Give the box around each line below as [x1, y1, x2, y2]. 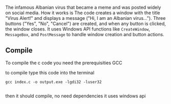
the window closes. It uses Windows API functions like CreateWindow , [5, 26, 150, 32]
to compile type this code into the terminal [5, 69, 95, 75]
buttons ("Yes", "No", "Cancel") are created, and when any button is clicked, [5, 20, 166, 27]
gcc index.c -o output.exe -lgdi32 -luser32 [5, 79, 102, 85]
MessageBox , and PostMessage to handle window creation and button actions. [5, 32, 165, 37]
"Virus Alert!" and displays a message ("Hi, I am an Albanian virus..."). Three [5, 15, 166, 21]
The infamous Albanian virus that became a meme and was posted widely [5, 5, 161, 10]
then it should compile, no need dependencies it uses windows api [5, 93, 146, 99]
